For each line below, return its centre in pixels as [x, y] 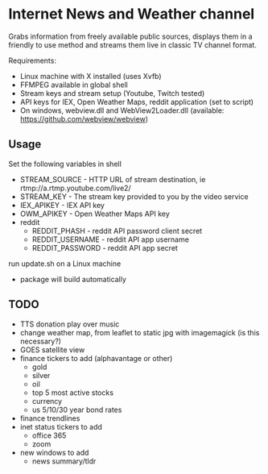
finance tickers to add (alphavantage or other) [96, 358]
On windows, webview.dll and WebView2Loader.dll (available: [122, 110]
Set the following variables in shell [65, 164]
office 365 [49, 435]
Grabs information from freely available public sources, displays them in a [130, 36]
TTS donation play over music [70, 324]
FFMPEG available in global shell [74, 85]
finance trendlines [50, 418]
